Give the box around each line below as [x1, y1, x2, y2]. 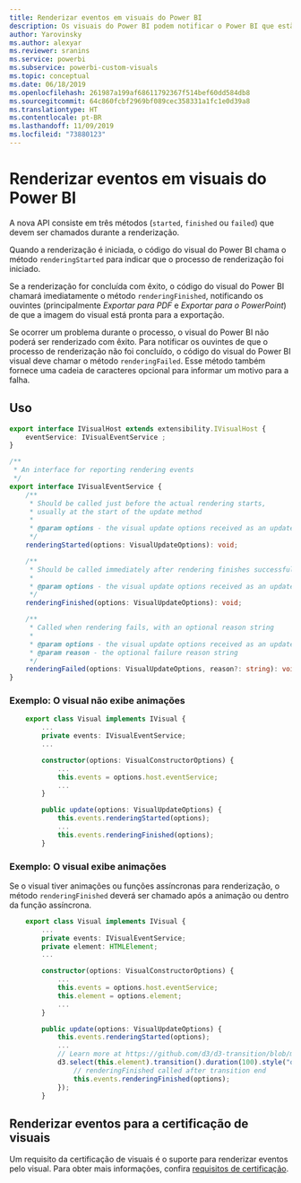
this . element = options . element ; [56, 991, 182, 1001]
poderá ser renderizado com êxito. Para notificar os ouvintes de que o [9, 336, 269, 346]
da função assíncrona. [9, 899, 92, 910]
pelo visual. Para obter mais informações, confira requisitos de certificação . [9, 1163, 289, 1174]
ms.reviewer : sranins [9, 47, 90, 56]
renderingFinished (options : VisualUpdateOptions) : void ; [25, 599, 243, 608]
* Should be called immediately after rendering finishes [29, 565, 251, 574]
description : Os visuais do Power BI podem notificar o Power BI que [9, 22, 275, 31]
